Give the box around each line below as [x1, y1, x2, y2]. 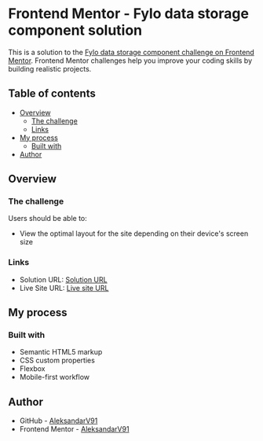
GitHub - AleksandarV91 [19, 416, 98, 425]
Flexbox [19, 364, 46, 373]
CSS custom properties [19, 355, 96, 366]
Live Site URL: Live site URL [19, 283, 109, 292]
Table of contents [8, 87, 96, 101]
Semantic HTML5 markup [19, 347, 103, 357]
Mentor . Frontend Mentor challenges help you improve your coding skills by [8, 56, 253, 65]
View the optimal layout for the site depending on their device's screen [19, 229, 249, 238]
